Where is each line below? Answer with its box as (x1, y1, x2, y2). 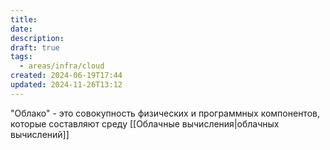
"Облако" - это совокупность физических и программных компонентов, (10, 107, 320, 119)
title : (10, 14, 38, 25)
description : (10, 33, 65, 43)
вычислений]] (10, 128, 70, 140)
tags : (10, 52, 33, 62)
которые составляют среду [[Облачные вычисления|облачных (10, 117, 280, 130)
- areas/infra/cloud (19, 61, 105, 71)
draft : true (10, 42, 60, 53)
